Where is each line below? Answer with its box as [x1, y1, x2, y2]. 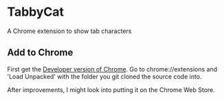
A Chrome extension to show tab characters [7, 27, 132, 35]
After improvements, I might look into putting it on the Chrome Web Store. [7, 85, 215, 93]
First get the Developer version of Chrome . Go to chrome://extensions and [7, 65, 218, 73]
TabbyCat [7, 4, 64, 20]
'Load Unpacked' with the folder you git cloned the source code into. [7, 72, 202, 80]
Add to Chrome [7, 47, 74, 58]
